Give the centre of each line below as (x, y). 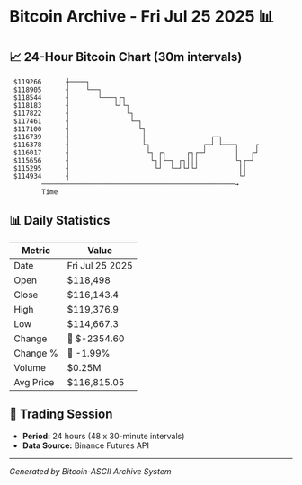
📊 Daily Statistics (60, 220)
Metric (36, 250)
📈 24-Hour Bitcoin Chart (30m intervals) (126, 57)
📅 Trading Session (61, 414)
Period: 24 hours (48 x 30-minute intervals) (103, 436)
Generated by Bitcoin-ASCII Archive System (90, 471)
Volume (30, 367)
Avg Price (34, 382)
